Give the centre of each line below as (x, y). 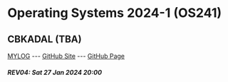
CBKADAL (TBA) (45, 39)
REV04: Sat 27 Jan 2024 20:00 (55, 72)
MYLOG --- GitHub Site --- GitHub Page (66, 56)
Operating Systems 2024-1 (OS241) (115, 13)
